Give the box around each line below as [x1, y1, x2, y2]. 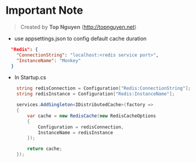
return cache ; [27, 146, 62, 152]
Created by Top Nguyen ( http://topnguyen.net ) [20, 23, 137, 30]
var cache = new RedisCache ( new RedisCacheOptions [27, 113, 156, 119]
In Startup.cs [14, 74, 46, 81]
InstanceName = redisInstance [37, 130, 113, 136]
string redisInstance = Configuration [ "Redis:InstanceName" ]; [16, 91, 175, 97]
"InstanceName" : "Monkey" [16, 57, 82, 63]
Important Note [5, 4, 83, 17]
